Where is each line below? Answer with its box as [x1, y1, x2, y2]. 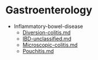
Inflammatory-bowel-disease [13, 23, 84, 30]
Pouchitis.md [22, 47, 55, 54]
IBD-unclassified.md [22, 35, 72, 42]
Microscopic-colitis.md [22, 41, 78, 48]
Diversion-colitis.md [22, 29, 71, 36]
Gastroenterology [5, 3, 93, 17]
